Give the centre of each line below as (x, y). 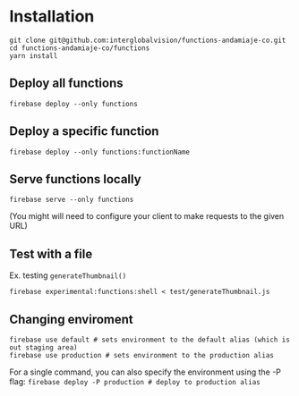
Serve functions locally (75, 179)
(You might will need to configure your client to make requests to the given (147, 216)
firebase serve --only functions (72, 200)
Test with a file (51, 253)
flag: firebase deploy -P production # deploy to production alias (135, 381)
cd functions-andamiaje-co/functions (80, 48)
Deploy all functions (66, 84)
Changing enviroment (72, 319)
